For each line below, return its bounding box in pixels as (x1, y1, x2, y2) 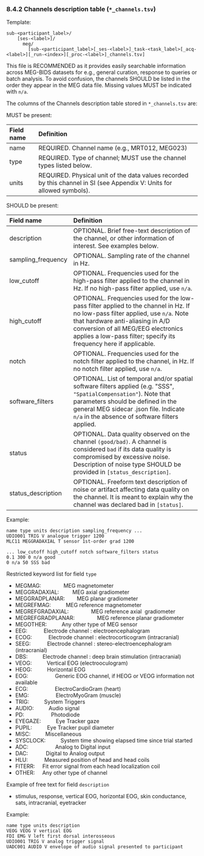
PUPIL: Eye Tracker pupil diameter (15, 724, 114, 732)
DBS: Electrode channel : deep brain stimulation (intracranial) (15, 653, 182, 661)
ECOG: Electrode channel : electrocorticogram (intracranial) (15, 634, 180, 641)
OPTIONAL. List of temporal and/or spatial (73, 375, 193, 383)
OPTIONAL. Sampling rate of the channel (73, 251, 190, 260)
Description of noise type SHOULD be (73, 460, 182, 469)
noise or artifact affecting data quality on (73, 485, 189, 494)
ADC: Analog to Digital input (15, 743, 110, 751)
